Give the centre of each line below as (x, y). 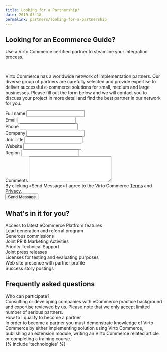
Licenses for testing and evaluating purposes (52, 257)
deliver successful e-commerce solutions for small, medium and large (77, 87)
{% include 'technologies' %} (36, 344)
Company (15, 133)
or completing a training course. (38, 339)
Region (13, 153)
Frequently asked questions (50, 284)
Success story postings (30, 268)
